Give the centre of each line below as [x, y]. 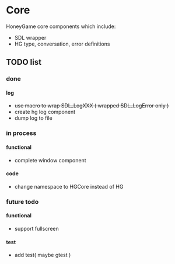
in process [21, 133]
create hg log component [45, 112]
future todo [22, 202]
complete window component [50, 160]
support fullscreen [37, 228]
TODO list [24, 62]
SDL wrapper [30, 37]
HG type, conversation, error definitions [62, 44]
